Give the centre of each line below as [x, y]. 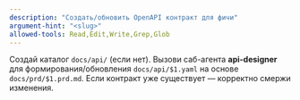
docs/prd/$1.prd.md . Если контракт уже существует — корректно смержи [150, 79]
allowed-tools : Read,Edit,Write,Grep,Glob [90, 34]
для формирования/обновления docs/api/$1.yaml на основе [124, 69]
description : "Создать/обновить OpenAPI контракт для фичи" [124, 17]
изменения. [31, 88]
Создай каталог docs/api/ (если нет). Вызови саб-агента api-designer [143, 60]
